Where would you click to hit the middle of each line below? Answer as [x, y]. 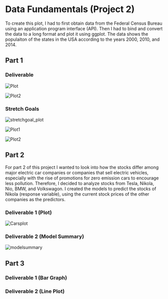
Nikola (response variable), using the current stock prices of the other [77, 194]
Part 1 [14, 61]
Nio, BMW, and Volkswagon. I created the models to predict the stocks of [81, 189]
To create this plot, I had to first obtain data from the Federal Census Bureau [84, 23]
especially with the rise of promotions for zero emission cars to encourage [82, 178]
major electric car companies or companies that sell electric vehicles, [77, 172]
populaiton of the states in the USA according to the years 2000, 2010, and [82, 39]
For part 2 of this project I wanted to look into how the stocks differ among [82, 167]
